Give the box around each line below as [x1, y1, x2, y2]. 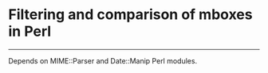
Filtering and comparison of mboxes [8, 6, 253, 24]
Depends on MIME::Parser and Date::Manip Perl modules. [8, 56, 198, 65]
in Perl [8, 22, 52, 40]
